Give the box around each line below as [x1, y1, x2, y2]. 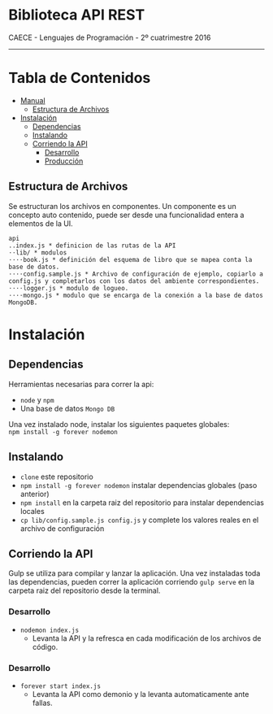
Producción [44, 156, 84, 166]
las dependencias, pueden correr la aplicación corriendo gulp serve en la [8, 577, 254, 587]
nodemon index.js [19, 626, 80, 634]
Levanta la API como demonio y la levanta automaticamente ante [32, 689, 249, 699]
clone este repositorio [19, 472, 93, 481]
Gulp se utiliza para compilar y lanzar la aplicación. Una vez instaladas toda [8, 568, 261, 578]
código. [32, 642, 58, 651]
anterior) [19, 489, 50, 498]
